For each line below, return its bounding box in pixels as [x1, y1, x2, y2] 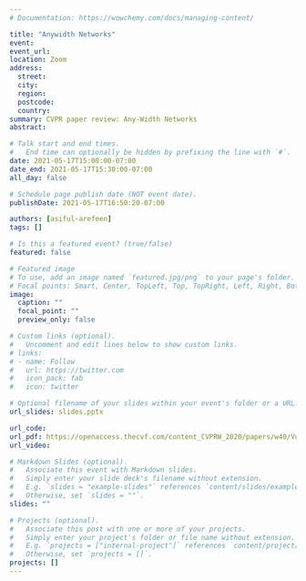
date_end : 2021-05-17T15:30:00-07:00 [9, 165, 153, 174]
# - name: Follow [9, 357, 76, 366]
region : [17, 88, 47, 98]
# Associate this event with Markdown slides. [9, 465, 198, 474]
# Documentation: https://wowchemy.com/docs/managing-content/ [9, 13, 255, 23]
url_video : [9, 441, 51, 450]
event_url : [9, 46, 51, 56]
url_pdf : [9, 432, 43, 442]
